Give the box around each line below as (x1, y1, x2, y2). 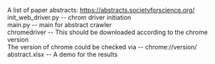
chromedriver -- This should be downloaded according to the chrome (7, 28, 208, 36)
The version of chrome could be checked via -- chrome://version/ (7, 43, 197, 51)
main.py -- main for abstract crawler (7, 21, 112, 29)
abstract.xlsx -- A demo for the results (7, 50, 118, 58)
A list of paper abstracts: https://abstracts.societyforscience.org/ (7, 6, 195, 14)
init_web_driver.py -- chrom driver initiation (7, 13, 132, 22)
